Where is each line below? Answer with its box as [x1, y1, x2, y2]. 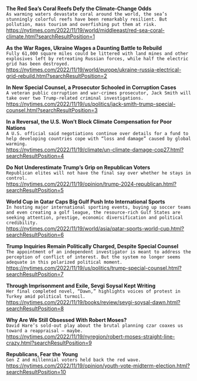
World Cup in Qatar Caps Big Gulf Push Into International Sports [6, 198, 165, 205]
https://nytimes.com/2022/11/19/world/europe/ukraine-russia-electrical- [6, 66, 182, 73]
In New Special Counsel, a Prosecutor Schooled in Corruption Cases [6, 84, 177, 91]
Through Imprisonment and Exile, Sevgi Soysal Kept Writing [6, 283, 156, 289]
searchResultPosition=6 [6, 231, 64, 238]
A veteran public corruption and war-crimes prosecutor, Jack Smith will [6, 90, 192, 96]
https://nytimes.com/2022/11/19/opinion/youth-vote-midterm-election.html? [6, 362, 191, 369]
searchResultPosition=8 [6, 305, 64, 312]
